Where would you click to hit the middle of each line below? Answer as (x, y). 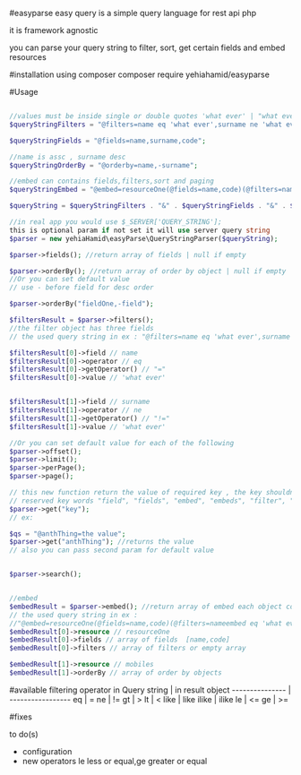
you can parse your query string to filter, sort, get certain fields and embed (147, 47)
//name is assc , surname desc (68, 157)
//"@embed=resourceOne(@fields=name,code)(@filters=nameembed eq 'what (146, 623)
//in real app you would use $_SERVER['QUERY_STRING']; (116, 222)
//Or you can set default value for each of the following (122, 443)
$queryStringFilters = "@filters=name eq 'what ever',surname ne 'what (146, 125)
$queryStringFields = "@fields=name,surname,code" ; (107, 141)
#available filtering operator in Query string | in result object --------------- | (150, 690)
